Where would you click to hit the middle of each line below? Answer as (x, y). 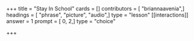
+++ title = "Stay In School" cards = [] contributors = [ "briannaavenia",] (95, 9)
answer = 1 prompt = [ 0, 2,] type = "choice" (61, 21)
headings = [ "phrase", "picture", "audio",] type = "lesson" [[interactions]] (97, 15)
